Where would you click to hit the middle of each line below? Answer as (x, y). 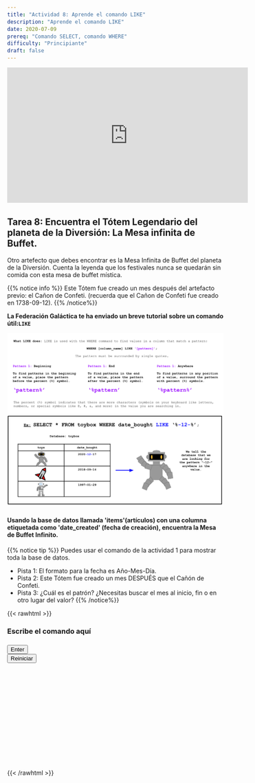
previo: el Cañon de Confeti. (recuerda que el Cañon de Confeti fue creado (113, 295)
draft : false (26, 51)
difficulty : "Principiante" (47, 44)
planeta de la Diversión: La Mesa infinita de (101, 233)
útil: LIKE (19, 323)
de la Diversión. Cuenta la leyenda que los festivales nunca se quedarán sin (114, 267)
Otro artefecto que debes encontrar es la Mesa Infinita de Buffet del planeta (114, 260)
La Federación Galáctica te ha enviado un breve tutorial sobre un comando (115, 316)
